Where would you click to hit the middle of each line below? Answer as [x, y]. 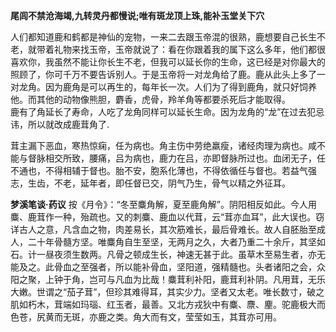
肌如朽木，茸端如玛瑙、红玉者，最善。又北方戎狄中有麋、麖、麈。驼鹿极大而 [168, 304]
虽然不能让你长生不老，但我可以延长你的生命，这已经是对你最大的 [189, 62]
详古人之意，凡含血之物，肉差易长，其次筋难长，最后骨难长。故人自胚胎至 [163, 229]
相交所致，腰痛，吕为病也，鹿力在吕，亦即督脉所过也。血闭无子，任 [185, 158]
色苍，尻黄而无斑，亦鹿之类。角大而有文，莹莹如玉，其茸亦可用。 [146, 317]
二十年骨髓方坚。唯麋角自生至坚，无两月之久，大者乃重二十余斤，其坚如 [176, 242]
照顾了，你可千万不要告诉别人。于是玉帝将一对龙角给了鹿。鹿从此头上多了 [163, 74]
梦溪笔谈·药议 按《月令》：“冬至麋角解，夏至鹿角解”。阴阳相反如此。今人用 [163, 204]
